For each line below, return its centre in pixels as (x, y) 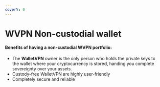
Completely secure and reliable (44, 79)
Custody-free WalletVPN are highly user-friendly (61, 74)
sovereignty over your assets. (42, 69)
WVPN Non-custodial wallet (63, 33)
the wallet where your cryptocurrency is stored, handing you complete (83, 64)
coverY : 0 (15, 10)
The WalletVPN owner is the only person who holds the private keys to (84, 59)
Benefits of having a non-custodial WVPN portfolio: (58, 47)
